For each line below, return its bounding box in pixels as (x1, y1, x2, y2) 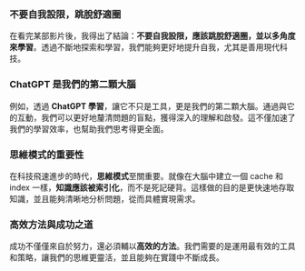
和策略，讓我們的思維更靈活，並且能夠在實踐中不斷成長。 (9, 252, 224, 263)
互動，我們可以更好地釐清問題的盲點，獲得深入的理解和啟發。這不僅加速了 (16, 112, 296, 123)
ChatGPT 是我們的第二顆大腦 (9, 78, 136, 91)
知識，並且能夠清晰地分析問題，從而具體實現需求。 (9, 193, 201, 204)
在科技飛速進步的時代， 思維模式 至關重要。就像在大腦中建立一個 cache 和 (9, 170, 284, 181)
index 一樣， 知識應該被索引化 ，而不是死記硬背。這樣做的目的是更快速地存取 (9, 182, 295, 193)
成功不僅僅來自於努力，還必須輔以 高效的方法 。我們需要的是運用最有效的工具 (9, 241, 296, 252)
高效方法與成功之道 (9, 218, 93, 231)
